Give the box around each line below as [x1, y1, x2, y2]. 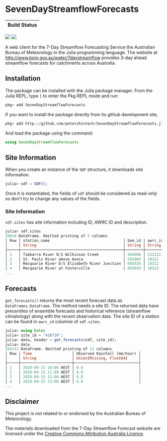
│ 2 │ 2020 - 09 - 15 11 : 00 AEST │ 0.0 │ [5, 369, 141, 374]
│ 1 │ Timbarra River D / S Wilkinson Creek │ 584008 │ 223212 [5, 252, 162, 257]
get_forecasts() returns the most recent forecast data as [5, 297, 123, 303]
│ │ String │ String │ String [5, 242, 162, 248]
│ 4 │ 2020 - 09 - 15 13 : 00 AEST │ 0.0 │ [5, 379, 141, 384]
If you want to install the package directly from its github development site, [5, 111, 158, 117]
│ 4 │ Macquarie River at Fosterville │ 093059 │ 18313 [5, 266, 159, 271]
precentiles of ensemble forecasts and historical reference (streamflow [5, 308, 151, 314]
